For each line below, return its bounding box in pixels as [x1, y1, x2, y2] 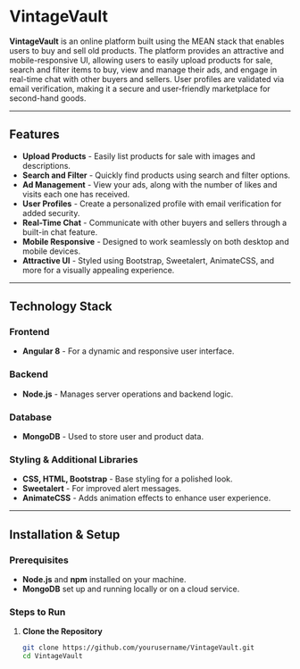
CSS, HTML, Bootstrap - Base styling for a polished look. [21, 473, 234, 484]
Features [9, 127, 60, 142]
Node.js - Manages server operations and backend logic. [21, 389, 234, 399]
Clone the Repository [21, 626, 103, 637]
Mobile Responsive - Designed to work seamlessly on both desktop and [21, 236, 289, 247]
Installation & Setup [9, 527, 121, 542]
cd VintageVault [21, 652, 83, 661]
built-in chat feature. [21, 226, 98, 238]
